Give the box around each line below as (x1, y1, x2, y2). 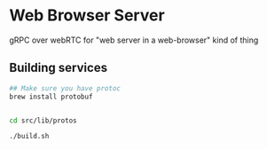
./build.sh (9, 132, 50, 141)
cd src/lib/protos (9, 116, 77, 125)
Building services (9, 60, 108, 75)
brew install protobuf (9, 92, 93, 101)
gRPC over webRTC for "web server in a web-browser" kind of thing (9, 35, 259, 45)
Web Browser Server (9, 5, 166, 26)
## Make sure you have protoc (9, 83, 122, 93)
